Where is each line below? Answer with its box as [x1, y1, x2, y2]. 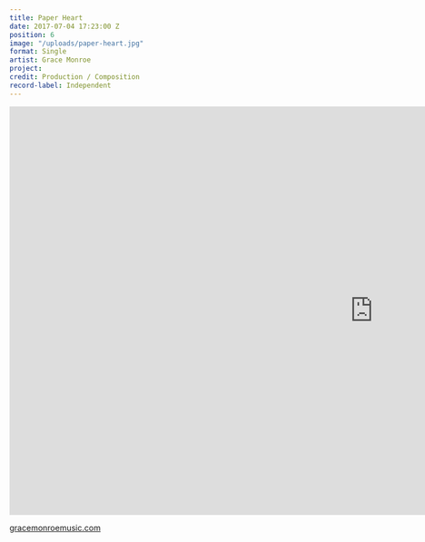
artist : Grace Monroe [9, 55, 92, 64]
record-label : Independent [9, 81, 112, 90]
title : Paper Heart [9, 13, 84, 23]
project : [9, 64, 43, 74]
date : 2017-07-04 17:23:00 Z [9, 22, 120, 31]
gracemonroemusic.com [9, 522, 102, 533]
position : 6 [9, 30, 54, 39]
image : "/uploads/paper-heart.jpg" [9, 38, 144, 48]
